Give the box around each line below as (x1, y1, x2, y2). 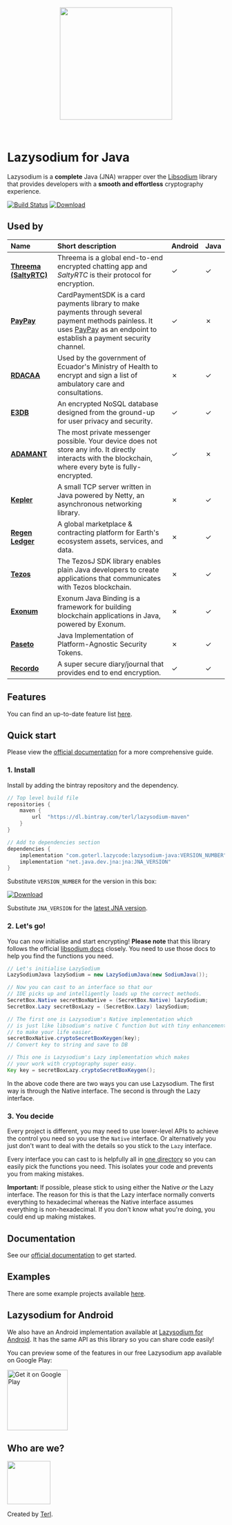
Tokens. (57, 647, 83, 657)
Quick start (7, 730, 57, 741)
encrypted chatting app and (57, 261, 148, 271)
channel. (57, 342, 86, 351)
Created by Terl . (7, 1510, 53, 1518)
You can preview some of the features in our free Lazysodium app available (7, 1349, 222, 1357)
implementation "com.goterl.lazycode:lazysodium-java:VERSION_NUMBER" (19, 851, 227, 859)
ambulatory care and (57, 379, 125, 389)
